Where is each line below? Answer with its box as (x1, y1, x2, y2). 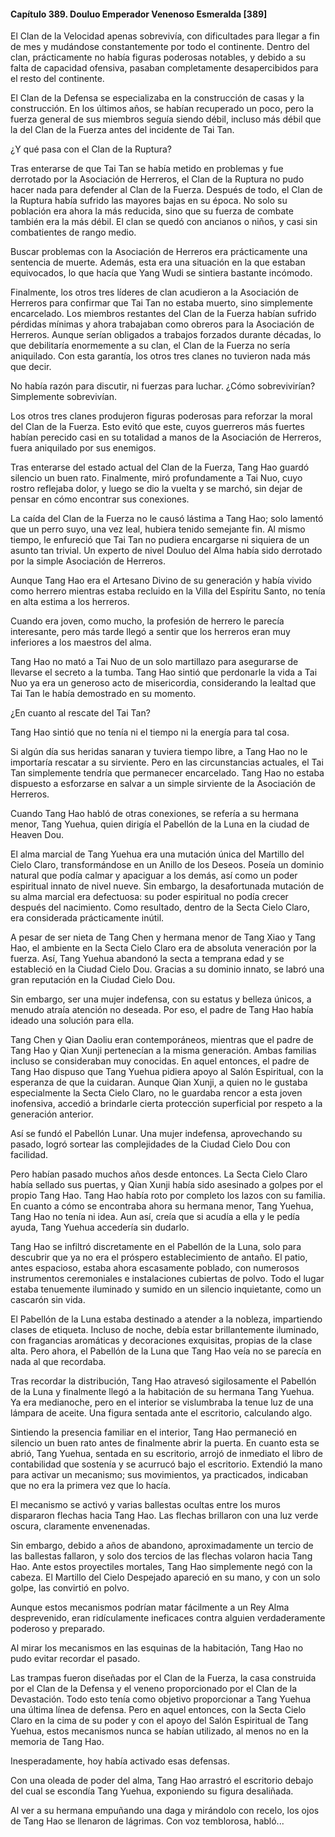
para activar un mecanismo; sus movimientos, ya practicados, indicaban (10, 1469, 309, 1481)
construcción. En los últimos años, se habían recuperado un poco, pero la (10, 103, 314, 115)
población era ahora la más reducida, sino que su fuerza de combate (10, 205, 294, 217)
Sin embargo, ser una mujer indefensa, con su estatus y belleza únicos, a (10, 993, 312, 1005)
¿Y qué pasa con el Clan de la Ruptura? (10, 143, 172, 155)
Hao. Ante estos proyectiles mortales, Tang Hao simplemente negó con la (10, 1561, 313, 1573)
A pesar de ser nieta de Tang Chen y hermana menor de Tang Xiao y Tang (10, 931, 316, 944)
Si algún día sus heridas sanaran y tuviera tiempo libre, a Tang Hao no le (10, 746, 308, 758)
